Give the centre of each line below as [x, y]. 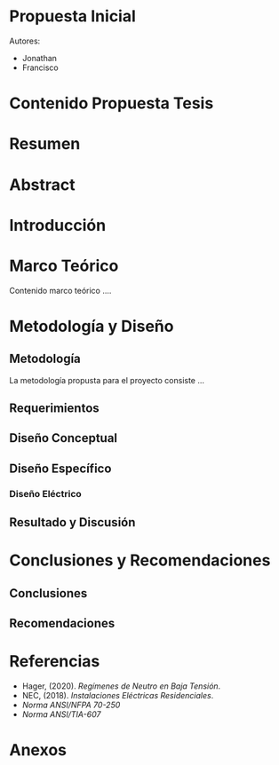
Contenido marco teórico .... [60, 290]
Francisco [40, 67]
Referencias [55, 662]
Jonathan [40, 58]
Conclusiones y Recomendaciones [140, 560]
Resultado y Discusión [72, 522]
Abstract [42, 185]
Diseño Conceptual [64, 438]
